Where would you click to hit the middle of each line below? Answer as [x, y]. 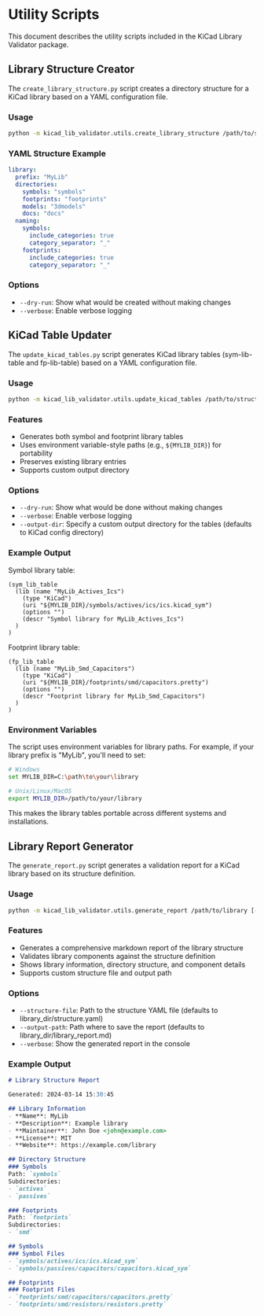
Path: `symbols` [35, 1174]
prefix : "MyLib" [42, 177]
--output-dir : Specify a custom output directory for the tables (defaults [136, 524]
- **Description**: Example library [68, 1123]
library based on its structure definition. [72, 874]
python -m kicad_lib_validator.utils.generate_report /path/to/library [128, 910]
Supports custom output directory [74, 470]
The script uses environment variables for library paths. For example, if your [131, 746]
